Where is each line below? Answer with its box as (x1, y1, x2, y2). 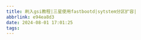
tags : (6, 25, 20, 31)
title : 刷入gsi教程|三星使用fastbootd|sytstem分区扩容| (6, 8, 137, 15)
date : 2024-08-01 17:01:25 (6, 19, 73, 25)
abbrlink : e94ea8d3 (6, 14, 55, 20)
